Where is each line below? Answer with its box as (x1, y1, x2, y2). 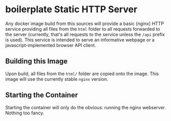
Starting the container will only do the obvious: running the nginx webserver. (5, 104, 166, 110)
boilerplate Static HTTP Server (5, 4, 138, 15)
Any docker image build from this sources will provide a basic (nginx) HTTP (5, 20, 164, 27)
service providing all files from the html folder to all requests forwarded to (5, 26, 160, 32)
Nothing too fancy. (5, 110, 44, 116)
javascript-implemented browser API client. (5, 42, 96, 48)
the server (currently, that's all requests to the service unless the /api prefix (5, 31, 165, 37)
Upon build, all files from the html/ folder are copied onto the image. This (5, 70, 159, 77)
